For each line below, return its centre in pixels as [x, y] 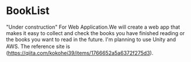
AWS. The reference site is [38, 46]
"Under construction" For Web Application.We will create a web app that [93, 27]
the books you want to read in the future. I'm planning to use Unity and [91, 39]
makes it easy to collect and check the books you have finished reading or [95, 33]
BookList [28, 11]
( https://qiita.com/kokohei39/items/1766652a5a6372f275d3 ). [80, 53]
